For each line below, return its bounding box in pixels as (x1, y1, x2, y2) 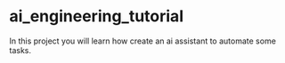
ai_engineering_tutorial (9, 6, 184, 27)
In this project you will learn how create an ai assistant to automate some (9, 35, 276, 46)
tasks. (9, 44, 32, 55)
